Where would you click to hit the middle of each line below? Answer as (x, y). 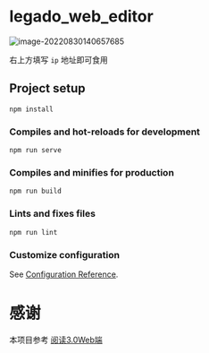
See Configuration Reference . (64, 274)
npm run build (36, 191)
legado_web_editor (81, 17)
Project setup (48, 88)
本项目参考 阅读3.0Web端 (56, 340)
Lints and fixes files (53, 214)
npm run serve (36, 151)
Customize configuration (65, 254)
